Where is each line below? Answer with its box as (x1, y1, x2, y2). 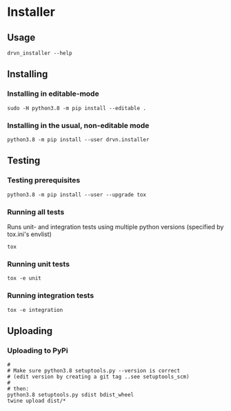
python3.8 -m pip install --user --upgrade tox (7, 191, 147, 198)
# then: (7, 386, 30, 392)
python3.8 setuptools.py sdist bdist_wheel (7, 392, 134, 399)
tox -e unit (7, 275, 41, 282)
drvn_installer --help (7, 50, 72, 56)
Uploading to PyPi (7, 346, 68, 355)
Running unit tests (7, 259, 70, 268)
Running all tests (7, 207, 65, 217)
